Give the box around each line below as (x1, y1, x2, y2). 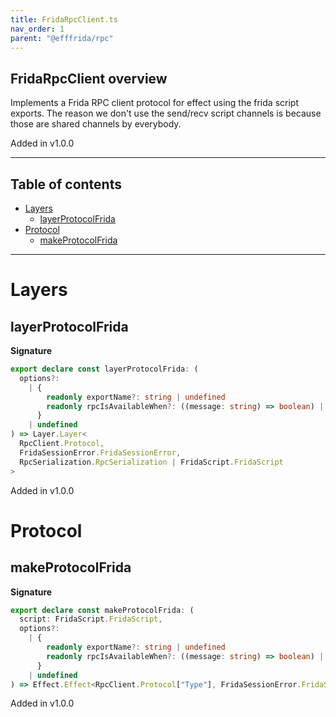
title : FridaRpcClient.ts (10, 14, 118, 25)
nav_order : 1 (10, 24, 65, 34)
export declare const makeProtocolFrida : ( (10, 605, 195, 615)
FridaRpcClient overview (10, 70, 168, 87)
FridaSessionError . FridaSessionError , (19, 447, 182, 458)
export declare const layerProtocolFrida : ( (10, 364, 199, 374)
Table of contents (10, 176, 122, 193)
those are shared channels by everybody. (10, 118, 182, 130)
